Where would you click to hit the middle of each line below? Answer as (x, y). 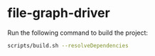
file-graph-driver (59, 13)
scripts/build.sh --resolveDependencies (68, 45)
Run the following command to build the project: (77, 33)
